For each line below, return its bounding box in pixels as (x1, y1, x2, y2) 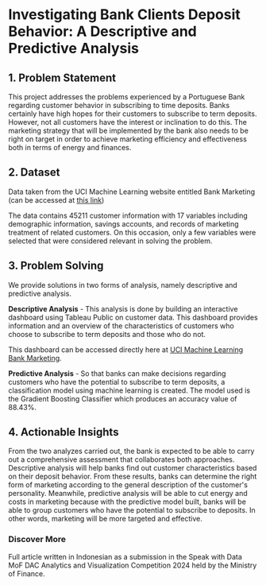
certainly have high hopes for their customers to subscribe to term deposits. (8, 109, 257, 118)
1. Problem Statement (8, 71, 117, 84)
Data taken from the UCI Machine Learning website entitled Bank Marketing (8, 187, 256, 196)
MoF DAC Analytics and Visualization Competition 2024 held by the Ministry (8, 560, 257, 570)
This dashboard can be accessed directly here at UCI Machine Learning (8, 344, 244, 354)
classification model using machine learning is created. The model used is (8, 385, 251, 395)
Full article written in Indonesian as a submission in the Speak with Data (8, 552, 242, 561)
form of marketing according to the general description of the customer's (8, 480, 249, 490)
